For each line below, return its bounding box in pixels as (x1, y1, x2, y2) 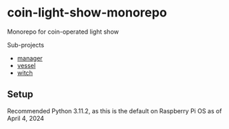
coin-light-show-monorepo (7, 5, 167, 21)
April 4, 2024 (7, 114, 45, 122)
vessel (17, 61, 36, 69)
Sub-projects (7, 40, 45, 49)
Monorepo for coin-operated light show (7, 27, 119, 36)
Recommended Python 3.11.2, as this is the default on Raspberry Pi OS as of (7, 106, 222, 115)
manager (17, 54, 43, 62)
